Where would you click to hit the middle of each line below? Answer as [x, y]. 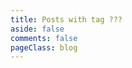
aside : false [37, 29]
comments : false [44, 38]
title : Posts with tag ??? [66, 19]
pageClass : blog [44, 47]
